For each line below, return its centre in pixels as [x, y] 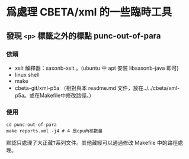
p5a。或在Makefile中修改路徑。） [55, 95]
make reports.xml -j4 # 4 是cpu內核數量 [54, 131]
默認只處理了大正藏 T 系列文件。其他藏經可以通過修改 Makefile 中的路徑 [92, 143]
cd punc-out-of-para [32, 125]
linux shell [27, 74]
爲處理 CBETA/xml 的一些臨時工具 [89, 12]
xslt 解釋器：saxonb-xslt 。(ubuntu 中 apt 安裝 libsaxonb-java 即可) [97, 68]
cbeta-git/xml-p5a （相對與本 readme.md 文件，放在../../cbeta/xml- [97, 88]
